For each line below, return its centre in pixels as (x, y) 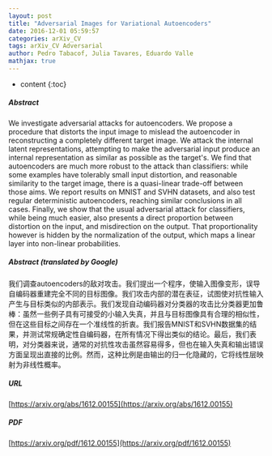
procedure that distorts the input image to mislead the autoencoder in (124, 131)
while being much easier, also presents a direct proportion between (121, 217)
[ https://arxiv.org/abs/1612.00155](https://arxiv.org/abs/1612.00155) (121, 404)
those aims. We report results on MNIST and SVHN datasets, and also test (132, 192)
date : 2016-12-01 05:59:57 (54, 31)
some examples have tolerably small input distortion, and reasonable (123, 174)
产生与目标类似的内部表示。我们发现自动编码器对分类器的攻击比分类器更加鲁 (136, 304)
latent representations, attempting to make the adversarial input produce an (134, 149)
